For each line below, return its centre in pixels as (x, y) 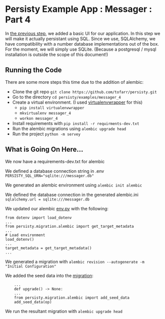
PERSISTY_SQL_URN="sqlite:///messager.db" (50, 176)
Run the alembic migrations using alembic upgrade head (69, 128)
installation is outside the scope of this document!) (57, 54)
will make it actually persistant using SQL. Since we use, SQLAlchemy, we (80, 39)
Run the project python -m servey (46, 134)
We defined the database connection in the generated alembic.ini (72, 194)
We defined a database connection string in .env (55, 171)
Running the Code (33, 70)
